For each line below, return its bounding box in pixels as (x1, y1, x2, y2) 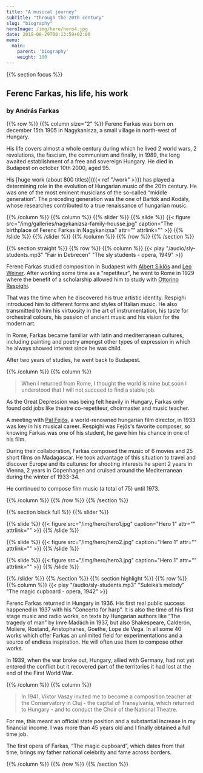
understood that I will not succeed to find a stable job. (21, 386, 156, 393)
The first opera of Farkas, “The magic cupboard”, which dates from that (6, 742, 185, 750)
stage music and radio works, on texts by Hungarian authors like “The (6, 613, 181, 620)
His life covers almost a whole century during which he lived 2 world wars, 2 (6, 145, 197, 152)
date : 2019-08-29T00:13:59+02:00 (6, 32, 91, 38)
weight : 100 (17, 54, 47, 60)
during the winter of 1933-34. (6, 473, 80, 480)
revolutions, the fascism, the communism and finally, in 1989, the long (6, 151, 181, 158)
